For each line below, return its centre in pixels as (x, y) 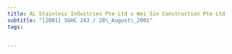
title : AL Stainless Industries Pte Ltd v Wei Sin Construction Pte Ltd (116, 14)
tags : (15, 27)
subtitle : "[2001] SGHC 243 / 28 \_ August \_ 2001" (80, 20)
